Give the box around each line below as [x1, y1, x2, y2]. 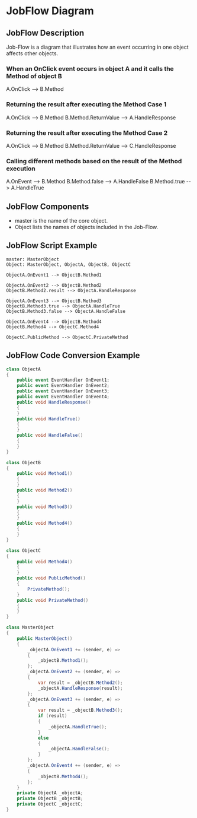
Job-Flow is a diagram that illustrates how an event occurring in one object [6, 43, 189, 50]
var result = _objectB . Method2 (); [37, 680, 123, 686]
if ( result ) [37, 713, 67, 719]
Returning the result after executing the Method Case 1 [6, 100, 167, 109]
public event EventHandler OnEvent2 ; [17, 383, 110, 389]
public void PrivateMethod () [17, 597, 89, 603]
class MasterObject [6, 624, 54, 630]
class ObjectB [6, 459, 41, 465]
